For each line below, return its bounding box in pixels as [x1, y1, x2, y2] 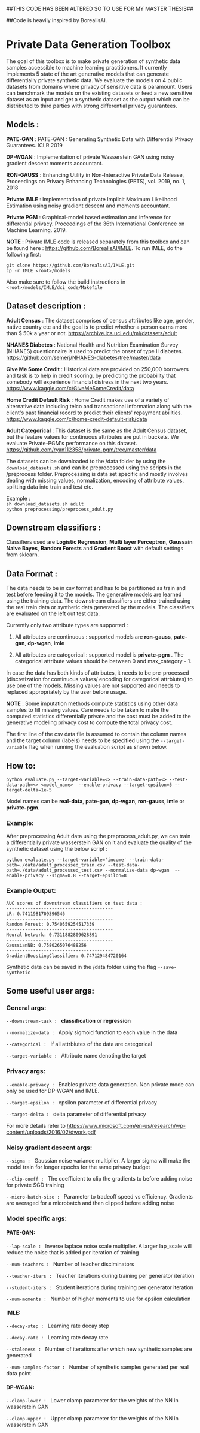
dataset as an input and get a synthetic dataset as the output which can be [6, 95, 190, 103]
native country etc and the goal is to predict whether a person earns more [6, 323, 188, 330]
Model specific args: [6, 1214, 67, 1223]
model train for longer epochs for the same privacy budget [6, 1163, 150, 1170]
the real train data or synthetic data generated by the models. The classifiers [6, 604, 195, 611]
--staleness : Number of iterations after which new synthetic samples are [6, 1345, 192, 1353]
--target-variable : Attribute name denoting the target [6, 1052, 146, 1059]
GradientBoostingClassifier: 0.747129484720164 [6, 953, 127, 959]
